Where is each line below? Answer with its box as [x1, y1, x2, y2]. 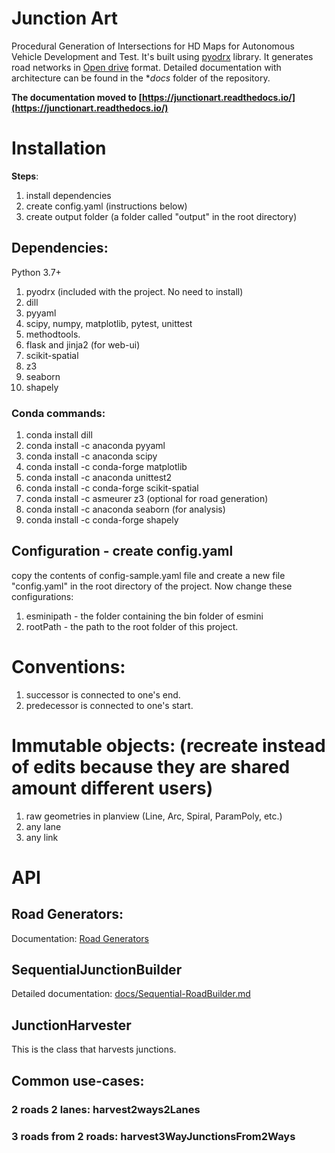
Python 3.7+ [11, 266, 62, 278]
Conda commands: [11, 406, 106, 420]
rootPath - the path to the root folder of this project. [25, 620, 239, 632]
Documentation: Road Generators [11, 932, 149, 944]
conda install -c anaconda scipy [25, 450, 158, 462]
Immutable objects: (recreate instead [11, 734, 326, 757]
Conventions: [11, 655, 126, 678]
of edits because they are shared [11, 755, 291, 778]
